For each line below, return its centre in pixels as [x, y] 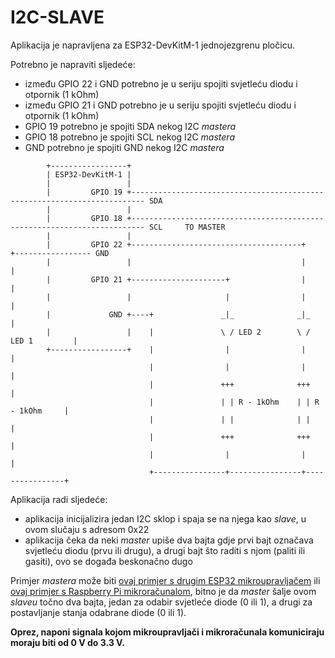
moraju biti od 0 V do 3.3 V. [67, 642]
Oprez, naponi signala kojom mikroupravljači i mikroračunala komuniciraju [167, 632]
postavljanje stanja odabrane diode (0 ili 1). [98, 612]
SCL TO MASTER [187, 227]
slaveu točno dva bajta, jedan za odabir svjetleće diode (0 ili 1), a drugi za [161, 602]
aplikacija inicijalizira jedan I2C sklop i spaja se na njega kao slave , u [165, 518]
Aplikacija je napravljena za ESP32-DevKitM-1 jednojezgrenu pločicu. [152, 45]
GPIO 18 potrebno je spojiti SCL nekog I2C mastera [129, 137]
